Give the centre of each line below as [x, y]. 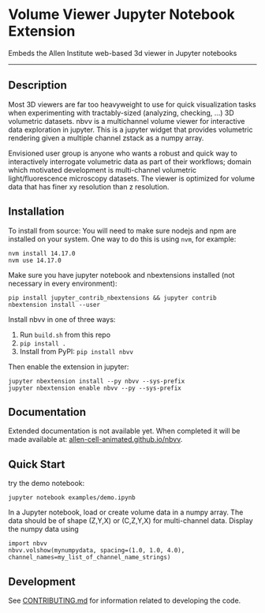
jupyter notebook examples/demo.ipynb [72, 498]
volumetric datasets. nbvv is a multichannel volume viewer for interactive [127, 121]
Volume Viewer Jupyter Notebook [121, 15]
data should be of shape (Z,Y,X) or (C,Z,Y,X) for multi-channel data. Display [131, 521]
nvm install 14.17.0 [42, 253]
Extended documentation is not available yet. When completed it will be [124, 431]
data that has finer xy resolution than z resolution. [89, 186]
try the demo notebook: [47, 484]
